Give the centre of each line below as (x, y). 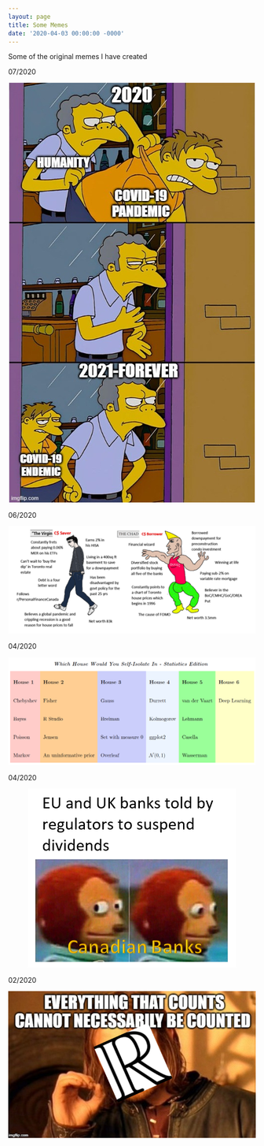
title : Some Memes (38, 25)
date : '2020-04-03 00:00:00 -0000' (66, 33)
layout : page (29, 17)
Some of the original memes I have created (78, 57)
